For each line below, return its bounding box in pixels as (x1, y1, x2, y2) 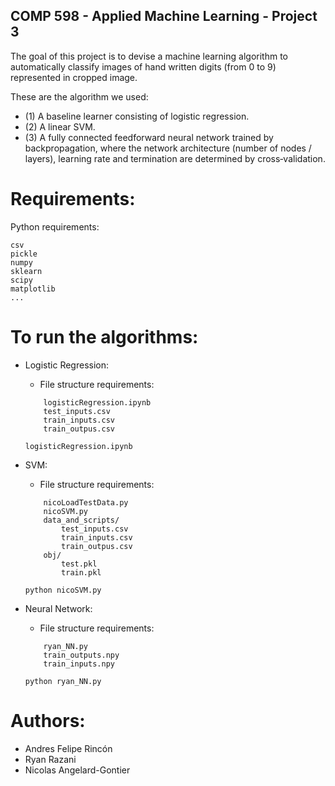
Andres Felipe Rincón (24, 742, 113, 754)
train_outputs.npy (43, 650, 120, 660)
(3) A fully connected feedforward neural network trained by (24, 131, 274, 143)
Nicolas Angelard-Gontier (24, 764, 131, 776)
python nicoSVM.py (24, 585, 102, 595)
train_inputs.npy (43, 659, 115, 669)
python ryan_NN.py (24, 676, 102, 686)
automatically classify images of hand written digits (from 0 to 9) (10, 60, 277, 73)
